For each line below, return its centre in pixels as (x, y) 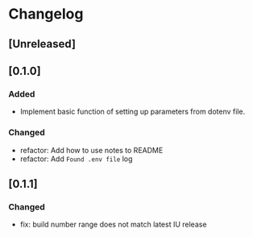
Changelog (46, 14)
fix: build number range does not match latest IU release (113, 225)
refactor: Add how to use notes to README (91, 150)
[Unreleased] (42, 44)
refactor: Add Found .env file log (76, 159)
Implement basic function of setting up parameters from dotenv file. (133, 112)
